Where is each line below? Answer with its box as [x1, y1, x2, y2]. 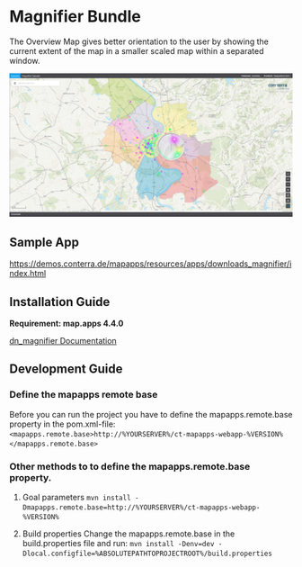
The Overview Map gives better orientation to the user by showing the [9, 36, 270, 47]
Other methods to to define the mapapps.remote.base [9, 460, 251, 472]
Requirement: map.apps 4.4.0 [9, 318, 124, 328]
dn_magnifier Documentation [9, 336, 117, 346]
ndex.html [9, 268, 47, 279]
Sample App [9, 234, 79, 249]
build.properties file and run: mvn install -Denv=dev [22, 537, 215, 548]
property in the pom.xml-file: [9, 418, 116, 429]
